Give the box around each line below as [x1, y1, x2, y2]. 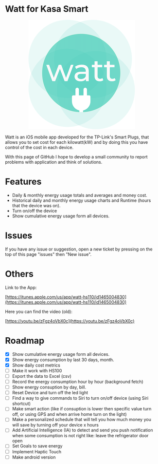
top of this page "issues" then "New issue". [5, 251, 92, 257]
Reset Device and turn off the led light [12, 390, 88, 396]
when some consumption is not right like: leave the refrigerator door [12, 433, 149, 439]
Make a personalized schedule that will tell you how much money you [12, 417, 152, 423]
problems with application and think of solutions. [5, 159, 103, 165]
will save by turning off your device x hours [12, 422, 99, 428]
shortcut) [12, 401, 31, 406]
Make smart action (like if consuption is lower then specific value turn [12, 406, 152, 412]
